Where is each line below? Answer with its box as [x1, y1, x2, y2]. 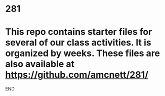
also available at [5, 59, 75, 70]
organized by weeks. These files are [5, 47, 160, 59]
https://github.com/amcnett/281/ [5, 69, 148, 81]
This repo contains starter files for [5, 26, 152, 38]
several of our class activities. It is [5, 37, 151, 49]
